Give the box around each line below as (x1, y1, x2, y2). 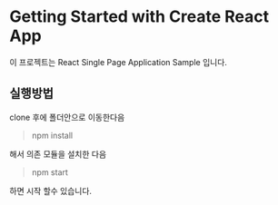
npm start (31, 166, 68, 178)
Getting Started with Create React (9, 6, 270, 27)
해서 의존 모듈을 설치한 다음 (9, 148, 107, 160)
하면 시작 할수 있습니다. (9, 185, 93, 196)
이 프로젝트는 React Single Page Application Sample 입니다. (9, 56, 227, 67)
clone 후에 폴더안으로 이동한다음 (9, 112, 125, 122)
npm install (31, 130, 74, 141)
